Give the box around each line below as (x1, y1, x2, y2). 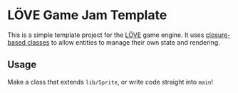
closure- (205, 31, 231, 39)
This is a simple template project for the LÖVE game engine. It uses (7, 31, 205, 39)
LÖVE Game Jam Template (7, 7, 167, 23)
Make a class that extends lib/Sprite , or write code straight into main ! (7, 77, 214, 86)
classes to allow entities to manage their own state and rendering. (27, 38, 221, 46)
